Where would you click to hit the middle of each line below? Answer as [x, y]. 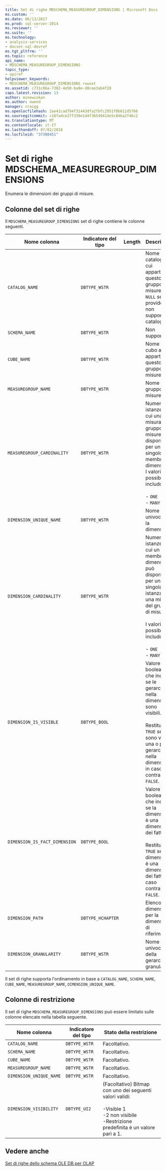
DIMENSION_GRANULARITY [34, 954]
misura [153, 422]
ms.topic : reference [26, 56]
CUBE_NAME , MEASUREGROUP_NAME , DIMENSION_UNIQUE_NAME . [60, 984]
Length [132, 242]
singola [154, 587]
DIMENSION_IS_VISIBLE [33, 722]
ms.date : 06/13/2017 [26, 19]
